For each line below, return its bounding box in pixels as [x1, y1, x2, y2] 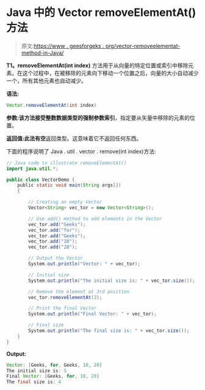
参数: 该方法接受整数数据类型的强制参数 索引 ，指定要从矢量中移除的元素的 [6, 114, 190, 121]
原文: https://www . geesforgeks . [21, 42, 104, 50]
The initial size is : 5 [6, 367, 67, 373]
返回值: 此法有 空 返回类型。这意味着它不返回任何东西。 [6, 134, 142, 142]
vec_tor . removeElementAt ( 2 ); [28, 294, 103, 300]
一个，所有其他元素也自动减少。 [6, 77, 87, 84]
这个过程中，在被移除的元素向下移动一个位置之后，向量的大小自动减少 [22, 69, 199, 76]
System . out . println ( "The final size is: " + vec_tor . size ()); [28, 328, 190, 334]
